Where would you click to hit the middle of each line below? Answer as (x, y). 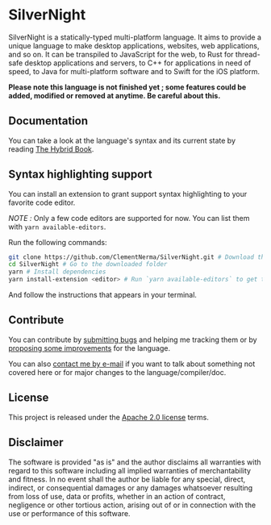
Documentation (48, 121)
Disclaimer (36, 442)
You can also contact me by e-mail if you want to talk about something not (132, 364)
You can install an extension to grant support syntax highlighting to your (128, 194)
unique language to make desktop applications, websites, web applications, (134, 45)
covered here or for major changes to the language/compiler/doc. (117, 372)
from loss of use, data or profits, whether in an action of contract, (117, 496)
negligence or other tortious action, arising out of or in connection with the (132, 505)
